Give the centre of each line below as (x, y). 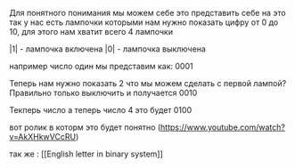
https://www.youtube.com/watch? (222, 127)
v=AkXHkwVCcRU (43, 136)
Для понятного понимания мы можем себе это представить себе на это (148, 13)
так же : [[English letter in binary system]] (86, 154)
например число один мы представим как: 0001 (101, 66)
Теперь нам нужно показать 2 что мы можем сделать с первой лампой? (148, 83)
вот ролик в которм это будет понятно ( (85, 127)
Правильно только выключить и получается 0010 (103, 93)
